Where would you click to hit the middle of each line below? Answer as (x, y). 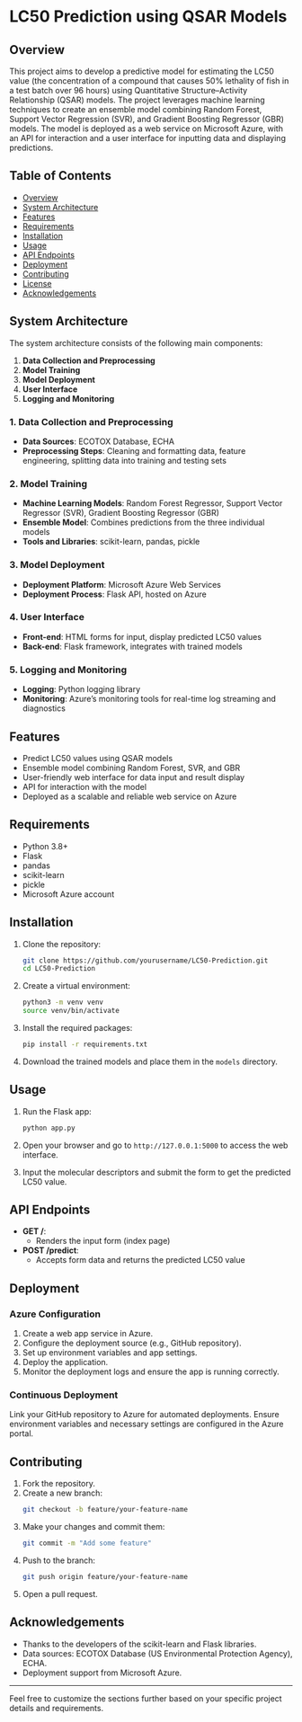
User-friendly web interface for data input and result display (133, 777)
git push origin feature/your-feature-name (105, 1576)
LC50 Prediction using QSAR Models (148, 17)
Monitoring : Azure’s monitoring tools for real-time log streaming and (149, 699)
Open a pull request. (60, 1593)
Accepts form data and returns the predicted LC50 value (140, 1260)
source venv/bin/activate (71, 1011)
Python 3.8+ (45, 846)
